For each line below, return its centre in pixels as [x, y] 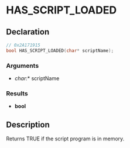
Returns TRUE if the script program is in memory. [65, 139]
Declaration [28, 32]
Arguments [23, 66]
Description [28, 124]
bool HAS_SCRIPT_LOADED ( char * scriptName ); [60, 50]
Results [17, 93]
